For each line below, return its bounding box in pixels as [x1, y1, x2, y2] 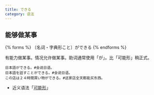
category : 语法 [5, 12, 34, 16]
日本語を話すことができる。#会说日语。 [5, 71, 72, 76]
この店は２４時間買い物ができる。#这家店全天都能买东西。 [5, 76, 105, 80]
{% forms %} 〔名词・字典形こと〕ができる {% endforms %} [5, 45, 127, 50]
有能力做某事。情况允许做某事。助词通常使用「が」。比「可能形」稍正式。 [5, 55, 152, 61]
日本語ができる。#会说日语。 [5, 65, 54, 70]
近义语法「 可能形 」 [12, 85, 51, 91]
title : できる [5, 7, 32, 12]
